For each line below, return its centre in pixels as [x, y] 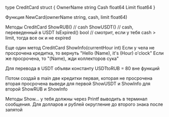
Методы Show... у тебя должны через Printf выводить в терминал [76, 99]
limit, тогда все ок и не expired [38, 38]
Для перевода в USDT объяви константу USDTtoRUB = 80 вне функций [82, 68]
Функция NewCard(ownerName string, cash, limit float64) [66, 17]
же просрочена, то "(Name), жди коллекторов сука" [62, 58]
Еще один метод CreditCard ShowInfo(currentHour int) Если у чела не [80, 48]
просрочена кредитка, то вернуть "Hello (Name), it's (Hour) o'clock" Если [84, 53]
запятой [14, 110]
